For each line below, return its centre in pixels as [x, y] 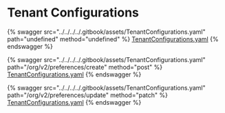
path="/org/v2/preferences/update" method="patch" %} [88, 95]
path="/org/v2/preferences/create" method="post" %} [85, 67]
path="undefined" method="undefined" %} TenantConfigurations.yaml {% [113, 39]
